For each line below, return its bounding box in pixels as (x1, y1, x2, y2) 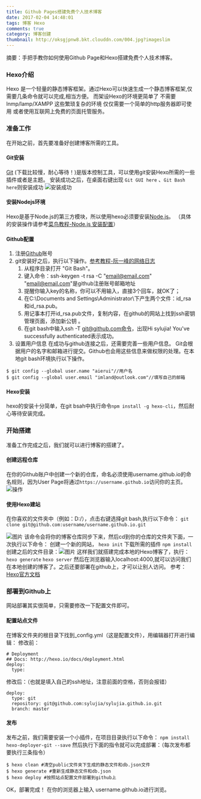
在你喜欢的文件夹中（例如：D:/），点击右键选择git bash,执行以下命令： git (6, 515, 189, 522)
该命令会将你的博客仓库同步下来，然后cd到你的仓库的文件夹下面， (23, 533, 188, 540)
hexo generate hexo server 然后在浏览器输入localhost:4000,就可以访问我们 (6, 556, 191, 563)
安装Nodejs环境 (6, 198, 46, 206)
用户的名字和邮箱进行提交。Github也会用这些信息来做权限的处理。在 (20, 347, 190, 355)
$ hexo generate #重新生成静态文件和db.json (6, 768, 111, 774)
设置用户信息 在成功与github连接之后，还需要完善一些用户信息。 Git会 (14, 340, 188, 347)
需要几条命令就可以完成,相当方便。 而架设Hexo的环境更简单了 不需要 (6, 93, 176, 100)
